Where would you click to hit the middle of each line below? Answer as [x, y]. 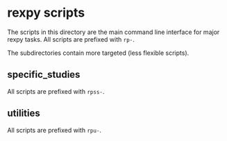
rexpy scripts [46, 13]
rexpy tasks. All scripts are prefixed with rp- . [71, 39]
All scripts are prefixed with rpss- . [56, 91]
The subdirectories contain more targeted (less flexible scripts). [98, 53]
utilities [24, 114]
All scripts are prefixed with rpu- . [54, 130]
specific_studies [44, 75]
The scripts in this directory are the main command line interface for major [113, 32]
